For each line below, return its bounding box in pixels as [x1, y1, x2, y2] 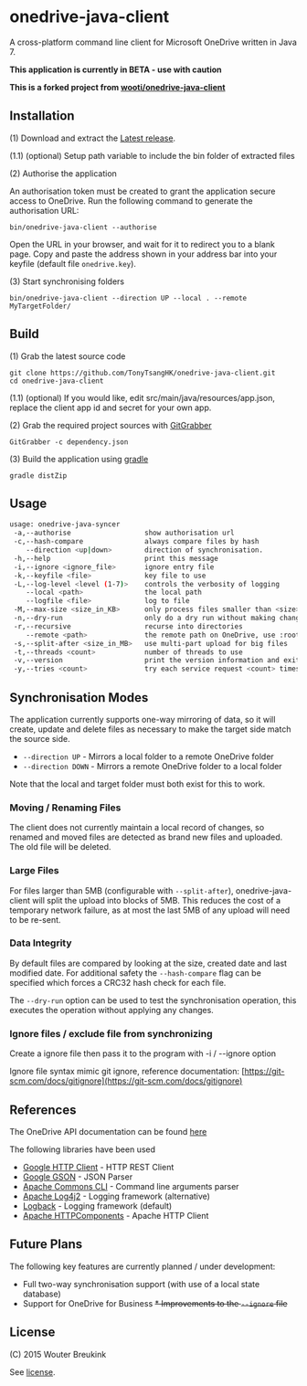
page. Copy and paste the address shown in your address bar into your [9, 249, 278, 259]
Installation [9, 108, 75, 124]
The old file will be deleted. [9, 841, 111, 852]
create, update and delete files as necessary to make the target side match [9, 724, 291, 735]
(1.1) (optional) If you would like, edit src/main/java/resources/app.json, [9, 392, 276, 403]
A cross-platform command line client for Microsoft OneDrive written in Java [9, 37, 297, 48]
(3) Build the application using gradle [9, 453, 149, 464]
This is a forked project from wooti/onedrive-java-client [9, 81, 226, 92]
